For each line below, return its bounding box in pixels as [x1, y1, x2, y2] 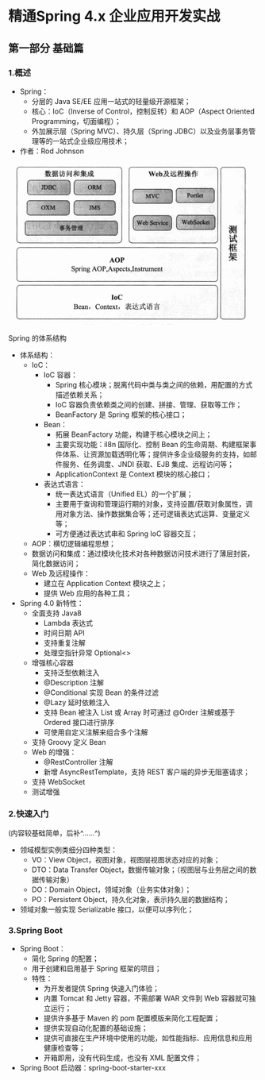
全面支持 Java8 [31, 608, 82, 618]
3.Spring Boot [8, 924, 63, 935]
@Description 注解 [43, 677, 105, 687]
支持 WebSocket [31, 777, 86, 786]
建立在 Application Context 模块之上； [43, 578, 168, 588]
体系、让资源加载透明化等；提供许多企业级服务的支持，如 [62, 449, 251, 459]
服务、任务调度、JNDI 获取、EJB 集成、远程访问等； [62, 459, 235, 469]
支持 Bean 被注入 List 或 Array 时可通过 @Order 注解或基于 [43, 708, 236, 717]
